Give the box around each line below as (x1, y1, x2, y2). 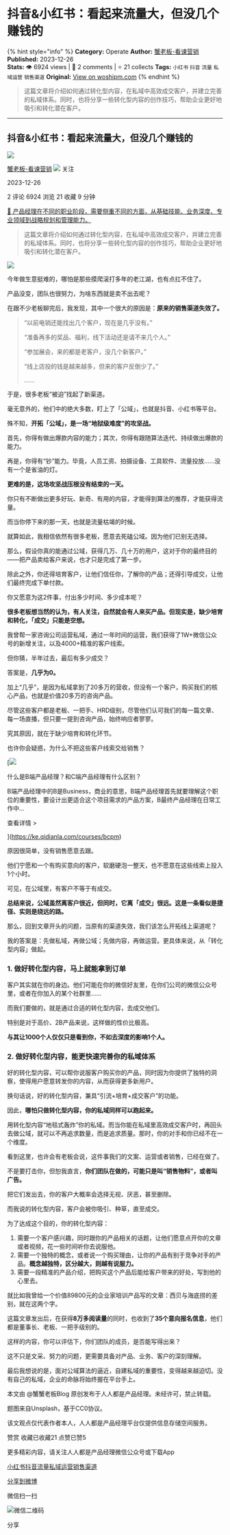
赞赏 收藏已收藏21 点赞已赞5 (7, 1434, 87, 1442)
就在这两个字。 (18, 1300, 62, 1308)
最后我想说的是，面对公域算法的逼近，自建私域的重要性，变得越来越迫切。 (7, 1366, 217, 1375)
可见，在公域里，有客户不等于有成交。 (7, 884, 115, 892)
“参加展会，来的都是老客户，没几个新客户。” (23, 347, 147, 356)
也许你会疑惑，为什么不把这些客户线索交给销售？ (7, 744, 145, 752)
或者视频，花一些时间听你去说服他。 (16, 1242, 120, 1251)
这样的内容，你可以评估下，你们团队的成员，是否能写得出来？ (7, 1338, 181, 1346)
